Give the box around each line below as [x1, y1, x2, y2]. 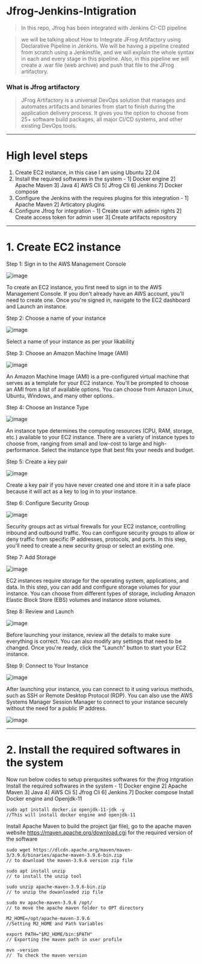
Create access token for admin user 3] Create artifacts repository [14, 214, 177, 221]
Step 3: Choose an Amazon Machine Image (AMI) [6, 349, 129, 357]
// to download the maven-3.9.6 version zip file [6, 857, 133, 864]
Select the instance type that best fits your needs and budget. [41, 446, 195, 454]
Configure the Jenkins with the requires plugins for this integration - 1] [14, 195, 189, 202]
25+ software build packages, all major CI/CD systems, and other [20, 116, 183, 123]
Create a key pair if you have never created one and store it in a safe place [6, 481, 191, 489]
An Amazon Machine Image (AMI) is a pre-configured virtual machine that [6, 373, 189, 380]
